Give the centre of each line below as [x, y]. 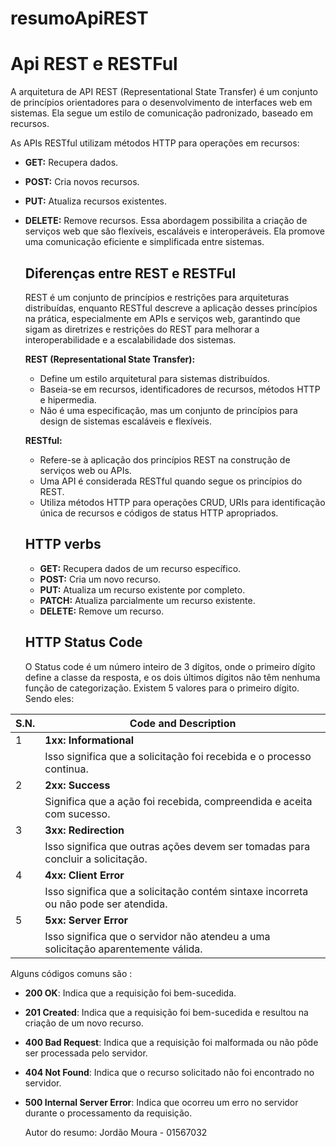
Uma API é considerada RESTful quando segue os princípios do [171, 481]
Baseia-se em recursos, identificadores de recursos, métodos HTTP [180, 389]
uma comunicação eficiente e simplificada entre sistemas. [144, 242]
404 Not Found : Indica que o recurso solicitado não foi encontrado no [169, 1072]
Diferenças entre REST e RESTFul [130, 273]
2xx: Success [77, 785]
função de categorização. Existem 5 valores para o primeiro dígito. [162, 688]
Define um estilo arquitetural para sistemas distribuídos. [154, 378]
